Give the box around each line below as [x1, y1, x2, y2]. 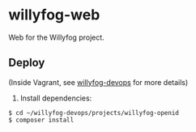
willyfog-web [8, 6, 100, 24]
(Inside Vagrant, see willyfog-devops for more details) [8, 77, 189, 87]
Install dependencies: [19, 93, 92, 103]
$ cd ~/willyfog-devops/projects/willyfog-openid [8, 109, 180, 117]
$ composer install [8, 116, 75, 124]
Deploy [8, 56, 45, 70]
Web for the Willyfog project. [8, 32, 105, 42]
